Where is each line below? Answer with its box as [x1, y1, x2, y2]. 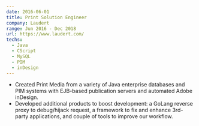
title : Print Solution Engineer [6, 14, 87, 20]
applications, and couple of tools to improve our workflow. [29, 113, 173, 120]
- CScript [11, 48, 36, 54]
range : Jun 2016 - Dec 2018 [6, 25, 77, 32]
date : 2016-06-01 [6, 8, 50, 15]
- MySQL [11, 53, 31, 59]
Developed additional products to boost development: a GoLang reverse [14, 100, 194, 107]
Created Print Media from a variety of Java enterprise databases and [14, 81, 185, 88]
